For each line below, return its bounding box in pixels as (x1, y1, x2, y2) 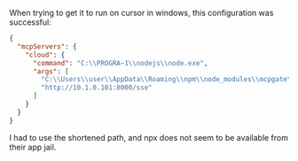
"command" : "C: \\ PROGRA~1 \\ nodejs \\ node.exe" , (32, 58, 208, 67)
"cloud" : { (25, 50, 66, 59)
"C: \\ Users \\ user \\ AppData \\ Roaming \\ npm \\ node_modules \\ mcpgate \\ (41, 75, 295, 84)
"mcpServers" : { (17, 42, 77, 51)
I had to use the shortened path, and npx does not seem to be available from (9, 132, 289, 142)
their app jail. (9, 142, 57, 152)
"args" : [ (32, 66, 69, 76)
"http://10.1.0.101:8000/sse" (41, 83, 153, 92)
